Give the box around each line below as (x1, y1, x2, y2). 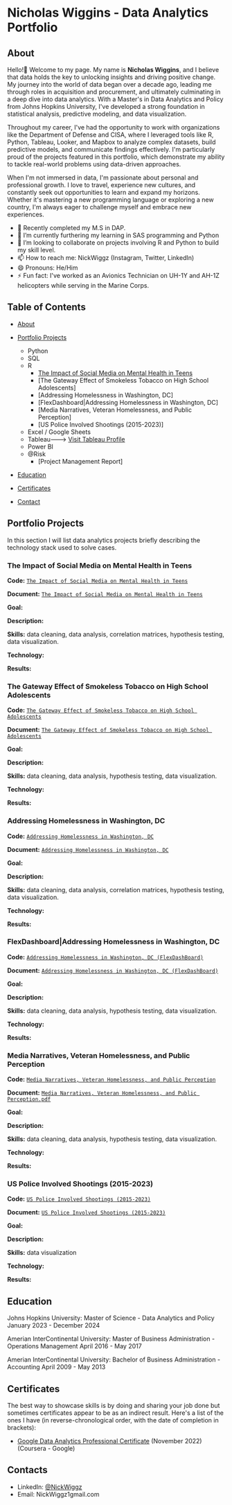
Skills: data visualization (7, 1249, 77, 1257)
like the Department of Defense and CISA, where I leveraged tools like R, (7, 130, 214, 139)
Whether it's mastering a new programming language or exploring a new (7, 195, 214, 204)
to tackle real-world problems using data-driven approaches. (7, 160, 181, 168)
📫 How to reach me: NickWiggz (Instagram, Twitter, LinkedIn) (17, 254, 195, 261)
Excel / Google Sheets (27, 428, 91, 436)
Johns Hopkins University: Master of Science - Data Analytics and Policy (7, 1314, 215, 1322)
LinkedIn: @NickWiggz (17, 1482, 82, 1491)
